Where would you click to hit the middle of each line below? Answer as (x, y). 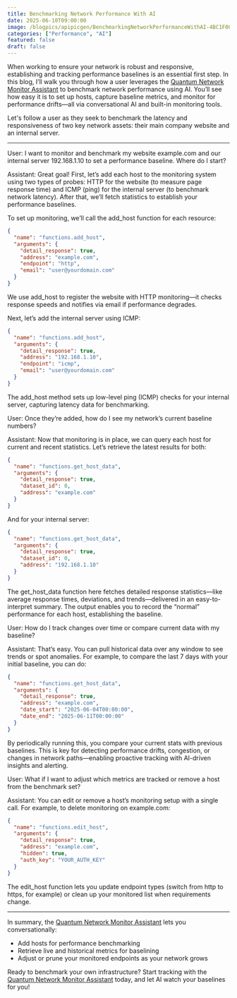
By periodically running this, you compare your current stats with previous (115, 743)
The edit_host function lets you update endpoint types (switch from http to (115, 886)
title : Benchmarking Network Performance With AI (82, 14)
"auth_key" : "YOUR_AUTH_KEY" (63, 860)
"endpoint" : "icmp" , (50, 364)
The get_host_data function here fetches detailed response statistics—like (115, 591)
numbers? (22, 426)
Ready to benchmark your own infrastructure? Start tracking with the (107, 972)
